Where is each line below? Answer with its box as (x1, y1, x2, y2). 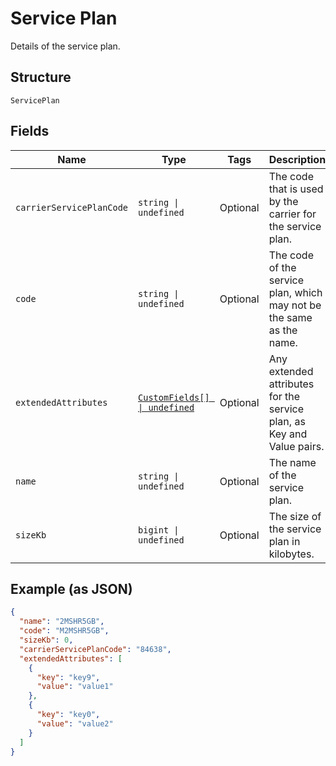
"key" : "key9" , (36, 672, 101, 682)
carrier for (268, 207, 317, 221)
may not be (268, 298, 322, 312)
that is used (268, 182, 324, 196)
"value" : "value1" (36, 682, 114, 692)
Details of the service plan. (10, 40, 121, 52)
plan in (268, 534, 301, 548)
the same (268, 310, 313, 324)
